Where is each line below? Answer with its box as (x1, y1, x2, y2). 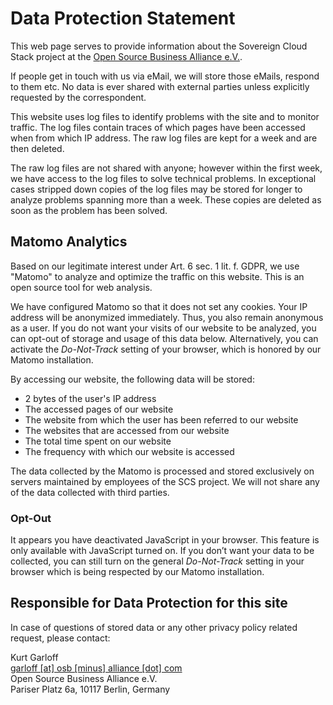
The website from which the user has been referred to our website (24, 413, 299, 426)
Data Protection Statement (10, 7, 236, 30)
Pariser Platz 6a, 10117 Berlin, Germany (10, 683, 171, 695)
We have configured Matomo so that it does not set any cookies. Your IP (10, 300, 308, 312)
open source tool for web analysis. (10, 281, 153, 293)
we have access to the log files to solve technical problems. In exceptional (10, 172, 317, 184)
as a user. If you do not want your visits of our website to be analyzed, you (10, 322, 317, 334)
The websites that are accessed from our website (24, 424, 230, 436)
